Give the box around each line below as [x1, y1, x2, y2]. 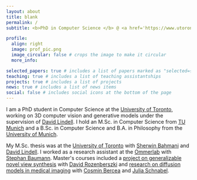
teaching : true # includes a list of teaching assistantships [6, 73, 161, 79]
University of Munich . [6, 131, 58, 138]
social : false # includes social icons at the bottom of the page [6, 90, 172, 96]
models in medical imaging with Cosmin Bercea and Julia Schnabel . [6, 167, 169, 174]
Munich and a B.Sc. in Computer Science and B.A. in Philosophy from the [6, 124, 183, 131]
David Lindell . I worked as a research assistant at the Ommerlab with [6, 148, 172, 155]
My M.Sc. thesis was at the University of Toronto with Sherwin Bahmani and [6, 142, 189, 149]
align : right [11, 41, 43, 47]
